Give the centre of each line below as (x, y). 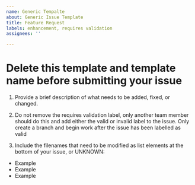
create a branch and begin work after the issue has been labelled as (97, 127)
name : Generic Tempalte (36, 12)
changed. (26, 104)
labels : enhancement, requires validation (59, 28)
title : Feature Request (36, 23)
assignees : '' (24, 34)
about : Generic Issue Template (45, 17)
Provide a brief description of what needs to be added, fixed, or (92, 97)
